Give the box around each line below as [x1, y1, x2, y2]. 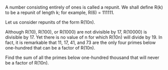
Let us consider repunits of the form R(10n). [5, 19, 95, 25]
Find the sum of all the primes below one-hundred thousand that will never [5, 54, 159, 60]
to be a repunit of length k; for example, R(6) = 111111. [5, 9, 114, 15]
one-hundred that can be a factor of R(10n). [5, 45, 95, 50]
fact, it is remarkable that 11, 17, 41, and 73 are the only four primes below [5, 39, 156, 45]
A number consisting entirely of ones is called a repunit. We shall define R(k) [5, 4, 163, 10]
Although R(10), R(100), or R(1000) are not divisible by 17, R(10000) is [5, 29, 147, 34]
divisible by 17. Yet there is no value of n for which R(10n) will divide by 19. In [5, 34, 163, 40]
